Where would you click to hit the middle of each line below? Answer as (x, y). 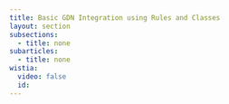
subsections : (34, 34)
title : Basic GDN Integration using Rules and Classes (115, 18)
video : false (42, 77)
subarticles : (34, 52)
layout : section (40, 26)
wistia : (24, 69)
